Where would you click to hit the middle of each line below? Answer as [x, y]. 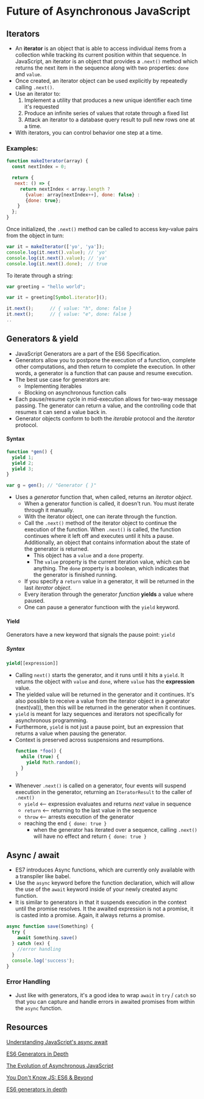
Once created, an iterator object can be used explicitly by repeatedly [101, 81]
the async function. [39, 1008]
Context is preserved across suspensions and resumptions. [90, 740]
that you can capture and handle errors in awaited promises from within [105, 1001]
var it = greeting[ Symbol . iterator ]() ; [57, 298]
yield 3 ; [23, 469]
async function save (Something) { [50, 926]
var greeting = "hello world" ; [46, 287]
